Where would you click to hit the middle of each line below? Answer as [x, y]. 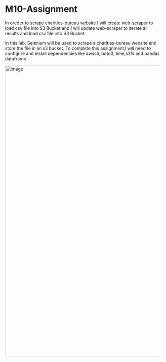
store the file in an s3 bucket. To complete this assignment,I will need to [78, 48]
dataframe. [16, 58]
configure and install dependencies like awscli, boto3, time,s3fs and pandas [82, 53]
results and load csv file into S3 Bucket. [45, 33]
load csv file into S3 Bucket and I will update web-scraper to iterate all [76, 28]
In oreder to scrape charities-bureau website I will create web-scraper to [79, 23]
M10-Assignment [41, 9]
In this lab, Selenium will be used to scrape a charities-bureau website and [81, 43]
